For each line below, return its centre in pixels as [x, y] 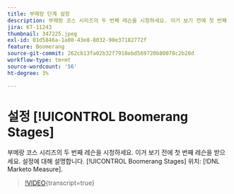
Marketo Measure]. [35, 169]
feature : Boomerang [36, 47]
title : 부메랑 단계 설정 [39, 14]
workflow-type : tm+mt [39, 60]
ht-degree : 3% [28, 73]
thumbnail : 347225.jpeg [42, 34]
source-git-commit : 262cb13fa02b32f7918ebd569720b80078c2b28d [101, 54]
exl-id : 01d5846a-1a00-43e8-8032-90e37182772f [77, 40]
